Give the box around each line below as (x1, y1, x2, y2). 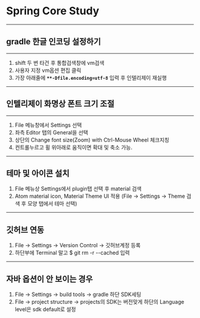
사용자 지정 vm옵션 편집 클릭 (14, 67, 82, 74)
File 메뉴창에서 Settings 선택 (14, 121, 82, 129)
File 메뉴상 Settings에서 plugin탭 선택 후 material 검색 (14, 185, 142, 192)
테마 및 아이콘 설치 (6, 168, 70, 178)
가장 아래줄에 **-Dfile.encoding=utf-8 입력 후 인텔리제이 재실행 (14, 74, 167, 81)
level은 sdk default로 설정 (14, 305, 76, 313)
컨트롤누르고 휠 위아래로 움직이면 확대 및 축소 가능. (14, 144, 133, 151)
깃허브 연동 (6, 225, 45, 235)
